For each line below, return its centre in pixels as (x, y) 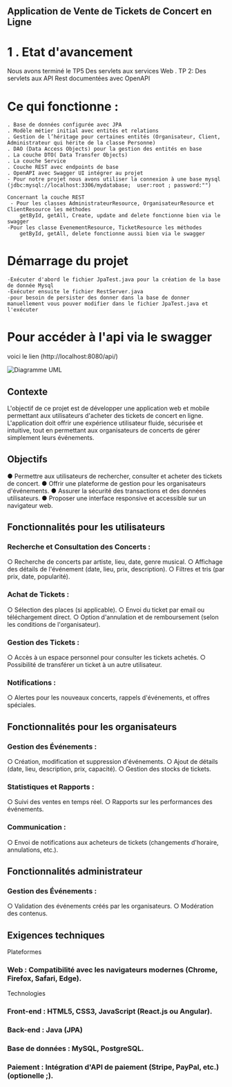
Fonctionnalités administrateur (75, 871)
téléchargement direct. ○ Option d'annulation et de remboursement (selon (113, 617)
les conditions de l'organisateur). (54, 624)
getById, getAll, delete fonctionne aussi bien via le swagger (113, 234)
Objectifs (28, 459)
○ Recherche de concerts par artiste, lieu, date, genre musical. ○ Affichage (115, 562)
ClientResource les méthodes (49, 210)
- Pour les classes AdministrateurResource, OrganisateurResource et (112, 203)
